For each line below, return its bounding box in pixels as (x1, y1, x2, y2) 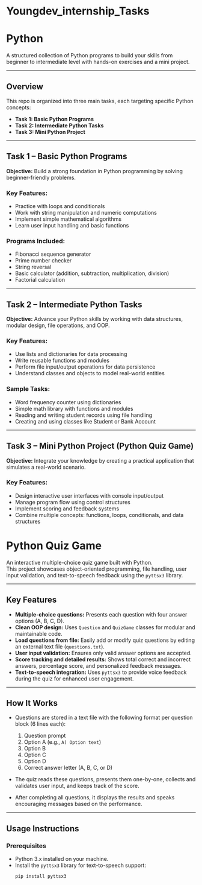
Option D (23, 758, 46, 765)
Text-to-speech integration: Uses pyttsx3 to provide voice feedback (14, 668, 187, 676)
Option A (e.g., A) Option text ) (23, 738, 102, 746)
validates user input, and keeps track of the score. (14, 782, 139, 790)
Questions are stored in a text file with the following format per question (14, 714, 194, 722)
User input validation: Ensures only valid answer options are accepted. (14, 649, 192, 656)
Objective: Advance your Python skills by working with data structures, (6, 316, 183, 323)
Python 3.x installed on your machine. (14, 855, 109, 863)
